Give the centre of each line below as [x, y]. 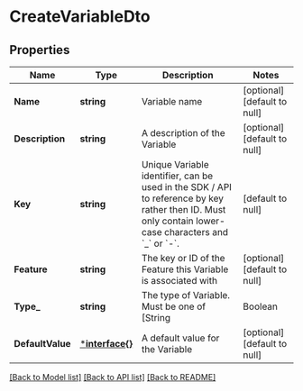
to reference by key [182, 198]
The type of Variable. [186, 295]
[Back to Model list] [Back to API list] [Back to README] [113, 377]
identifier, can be [177, 176]
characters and [196, 232]
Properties [40, 50]
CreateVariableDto [80, 17]
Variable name [172, 101]
